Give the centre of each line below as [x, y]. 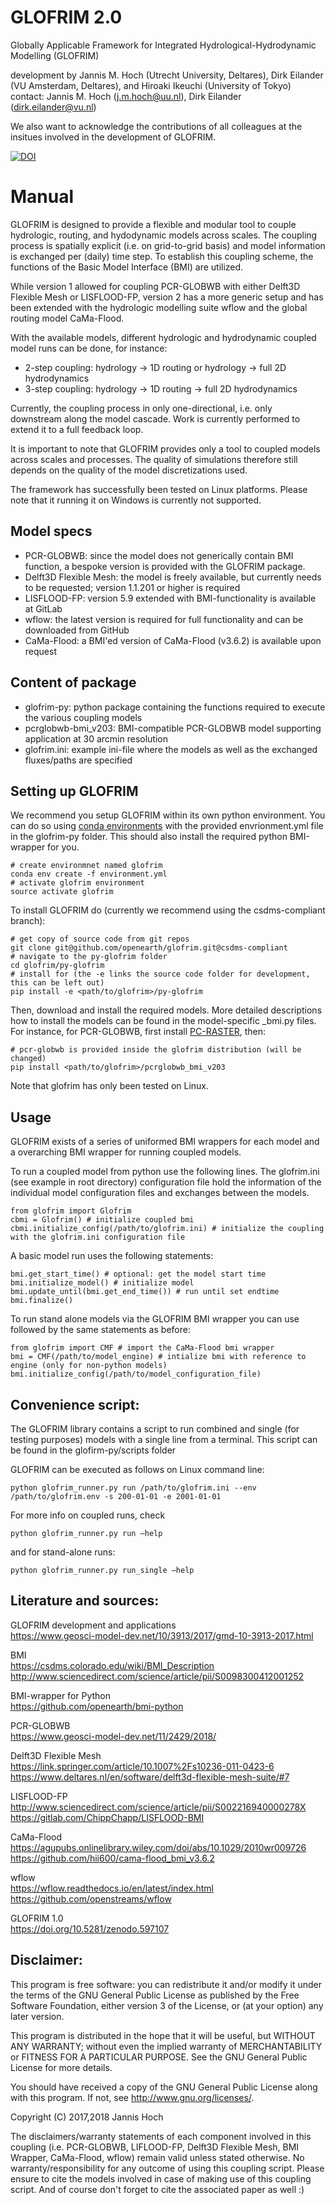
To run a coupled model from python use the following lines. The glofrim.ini [165, 1172]
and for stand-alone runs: [63, 1552]
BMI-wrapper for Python [61, 1695]
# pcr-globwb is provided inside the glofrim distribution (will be [156, 1050]
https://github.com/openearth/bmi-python [97, 1706]
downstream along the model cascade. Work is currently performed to [155, 418]
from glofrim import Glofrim [71, 1211]
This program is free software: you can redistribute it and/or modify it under [166, 1984]
